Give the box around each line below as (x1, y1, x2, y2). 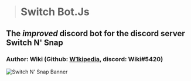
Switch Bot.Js (20, 5, 90, 19)
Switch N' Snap (6, 37, 63, 47)
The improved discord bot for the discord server (6, 29, 186, 38)
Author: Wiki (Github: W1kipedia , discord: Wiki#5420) (6, 55, 163, 63)
